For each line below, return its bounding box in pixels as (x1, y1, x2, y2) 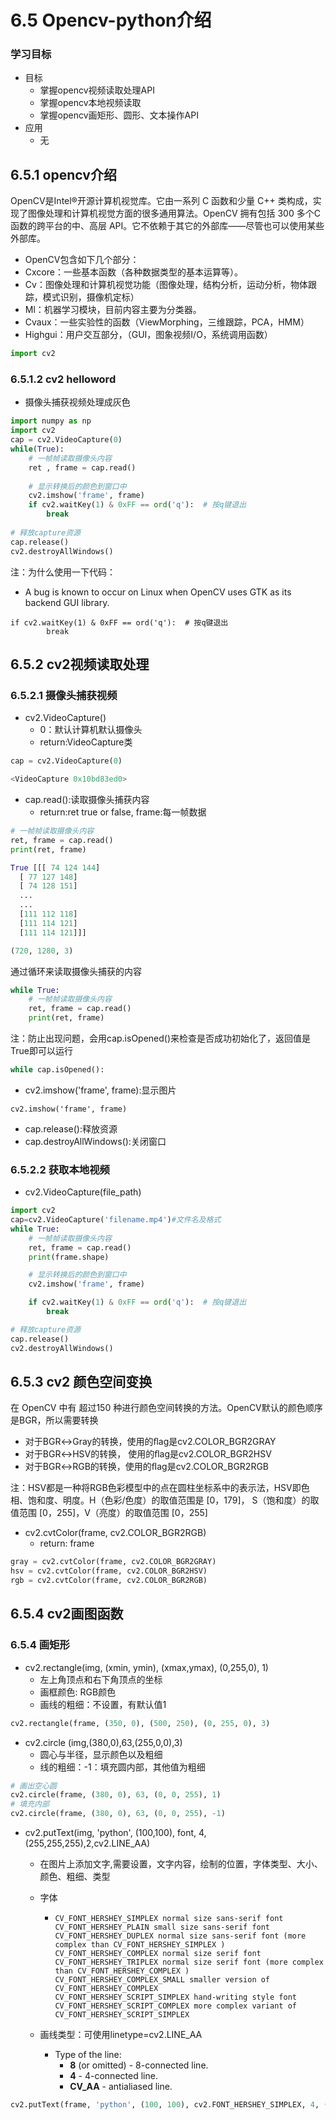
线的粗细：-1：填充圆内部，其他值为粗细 (39, 1761, 206, 1773)
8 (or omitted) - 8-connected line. (69, 2059, 209, 2071)
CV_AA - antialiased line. (69, 2081, 173, 2093)
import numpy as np (10, 416, 92, 426)
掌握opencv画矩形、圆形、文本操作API (39, 109, 199, 121)
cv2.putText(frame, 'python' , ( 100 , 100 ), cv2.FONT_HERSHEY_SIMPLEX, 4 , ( (10, 2100, 329, 2110)
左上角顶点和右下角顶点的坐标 (39, 1673, 163, 1685)
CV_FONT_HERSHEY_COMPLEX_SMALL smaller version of (54, 1975, 271, 1985)
